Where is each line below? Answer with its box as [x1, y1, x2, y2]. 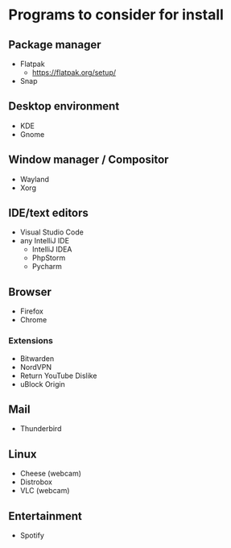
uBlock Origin [19, 379, 66, 388]
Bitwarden [19, 353, 55, 363]
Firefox [19, 306, 44, 316]
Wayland [19, 174, 50, 184]
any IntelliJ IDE [19, 236, 70, 246]
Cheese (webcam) [19, 469, 82, 479]
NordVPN [19, 362, 52, 372]
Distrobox [19, 477, 52, 487]
